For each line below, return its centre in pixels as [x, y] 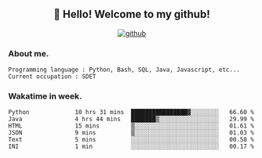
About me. [29, 53]
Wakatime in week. [45, 96]
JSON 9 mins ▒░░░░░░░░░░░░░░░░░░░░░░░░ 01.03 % [131, 133]
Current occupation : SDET [52, 77]
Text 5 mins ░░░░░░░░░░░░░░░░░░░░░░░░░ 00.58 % [131, 140]
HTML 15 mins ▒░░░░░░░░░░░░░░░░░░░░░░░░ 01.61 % [131, 126]
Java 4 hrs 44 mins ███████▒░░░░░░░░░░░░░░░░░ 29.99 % [131, 119]
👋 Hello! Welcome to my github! [132, 14]
